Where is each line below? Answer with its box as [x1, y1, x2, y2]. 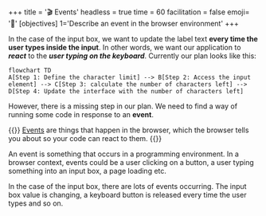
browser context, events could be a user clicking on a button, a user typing [8, 158, 255, 167]
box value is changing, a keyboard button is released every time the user [8, 190, 247, 199]
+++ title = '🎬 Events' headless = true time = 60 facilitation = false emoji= [8, 7, 250, 17]
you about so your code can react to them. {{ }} [8, 134, 162, 143]
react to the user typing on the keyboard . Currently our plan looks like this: [8, 51, 256, 61]
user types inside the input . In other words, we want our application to [8, 43, 241, 52]
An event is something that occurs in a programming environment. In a [8, 149, 239, 159]
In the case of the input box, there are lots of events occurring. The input [8, 182, 247, 190]
